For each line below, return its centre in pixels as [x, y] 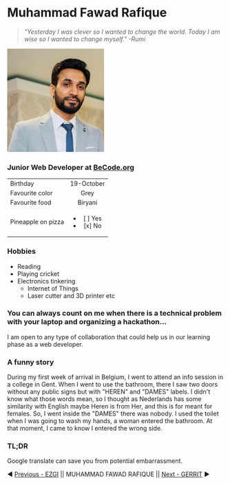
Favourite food [31, 203]
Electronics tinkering [46, 281]
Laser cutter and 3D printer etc [71, 295]
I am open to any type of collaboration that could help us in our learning [109, 337]
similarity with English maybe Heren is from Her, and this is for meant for [110, 407]
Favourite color [31, 193]
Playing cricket [38, 274]
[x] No [93, 226]
